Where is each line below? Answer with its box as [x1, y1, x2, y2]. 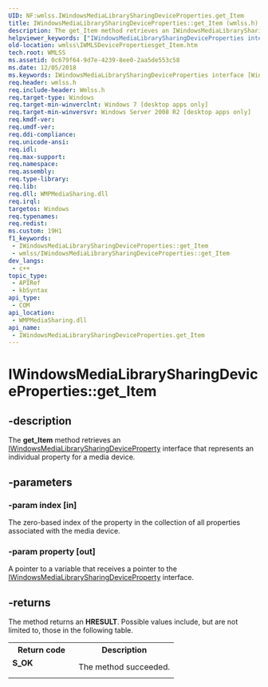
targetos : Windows [8, 205, 69, 212]
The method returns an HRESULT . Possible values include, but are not [8, 617, 238, 627]
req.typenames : [8, 212, 59, 220]
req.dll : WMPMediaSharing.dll [8, 189, 109, 198]
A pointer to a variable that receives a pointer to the [8, 564, 178, 574]
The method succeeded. [78, 661, 170, 673]
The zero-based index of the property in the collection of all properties [8, 517, 241, 527]
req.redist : [8, 220, 48, 228]
